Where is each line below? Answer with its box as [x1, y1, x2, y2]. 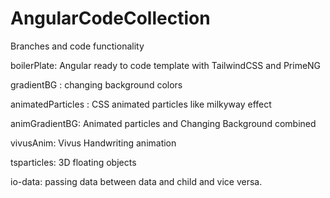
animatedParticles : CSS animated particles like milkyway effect [10, 98, 272, 110]
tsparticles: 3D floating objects [10, 156, 137, 168]
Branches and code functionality [10, 40, 145, 52]
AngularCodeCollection [10, 7, 211, 30]
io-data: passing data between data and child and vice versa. [10, 175, 263, 187]
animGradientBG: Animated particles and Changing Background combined [10, 117, 317, 129]
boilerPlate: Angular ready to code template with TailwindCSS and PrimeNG [10, 59, 322, 71]
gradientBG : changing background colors [10, 78, 183, 91]
